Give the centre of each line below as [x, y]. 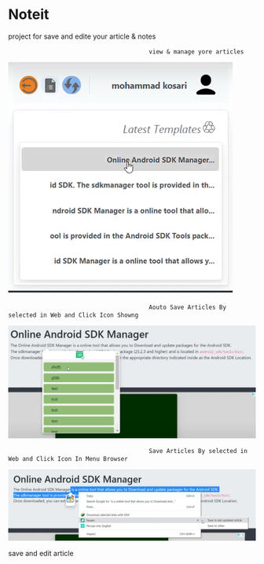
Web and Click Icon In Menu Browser [68, 458]
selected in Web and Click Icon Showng [73, 315]
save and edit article [41, 554]
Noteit [29, 15]
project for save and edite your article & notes [82, 36]
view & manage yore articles [196, 52]
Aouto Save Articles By [187, 307]
